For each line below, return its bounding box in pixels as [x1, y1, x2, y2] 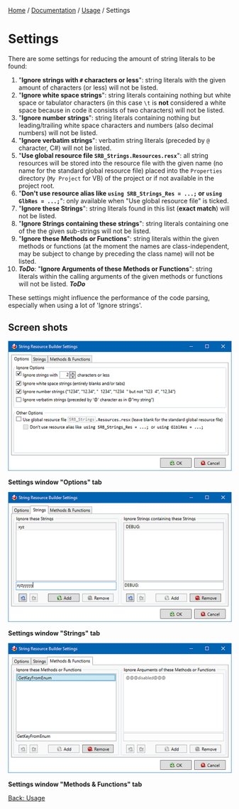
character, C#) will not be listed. [18, 144, 112, 152]
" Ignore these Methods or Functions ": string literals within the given [18, 234, 219, 242]
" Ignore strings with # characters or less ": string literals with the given [18, 75, 226, 84]
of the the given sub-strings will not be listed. [18, 227, 151, 235]
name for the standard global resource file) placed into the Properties [18, 166, 223, 175]
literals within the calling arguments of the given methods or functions [18, 272, 223, 280]
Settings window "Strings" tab [8, 628, 101, 637]
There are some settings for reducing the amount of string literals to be [8, 54, 216, 63]
